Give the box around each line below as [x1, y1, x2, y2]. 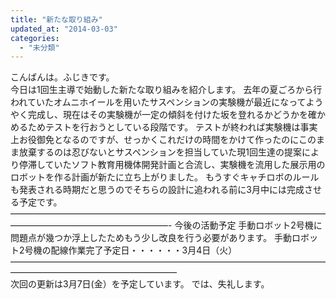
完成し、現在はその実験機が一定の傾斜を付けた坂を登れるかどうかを [27, 109, 308, 121]
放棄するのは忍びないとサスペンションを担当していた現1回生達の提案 [18, 146, 303, 158]
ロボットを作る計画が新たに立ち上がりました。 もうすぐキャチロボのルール [10, 171, 320, 183]
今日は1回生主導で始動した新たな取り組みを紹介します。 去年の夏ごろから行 [10, 84, 323, 96]
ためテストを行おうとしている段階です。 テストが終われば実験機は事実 [27, 121, 318, 133]
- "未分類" [19, 42, 60, 53]
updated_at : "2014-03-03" [10, 24, 118, 34]
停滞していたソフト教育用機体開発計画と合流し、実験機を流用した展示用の [18, 159, 326, 171]
